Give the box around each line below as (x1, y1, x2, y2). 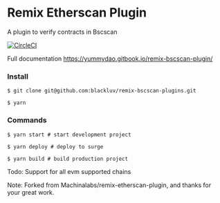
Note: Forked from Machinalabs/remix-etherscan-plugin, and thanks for (7, 181, 212, 189)
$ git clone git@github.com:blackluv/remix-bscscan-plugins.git (7, 88, 196, 95)
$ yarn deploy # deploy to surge (7, 143, 104, 150)
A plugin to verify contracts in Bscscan (7, 28, 118, 36)
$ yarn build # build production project (7, 155, 129, 162)
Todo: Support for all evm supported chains (7, 167, 131, 175)
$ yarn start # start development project (7, 131, 131, 138)
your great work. (7, 188, 55, 196)
